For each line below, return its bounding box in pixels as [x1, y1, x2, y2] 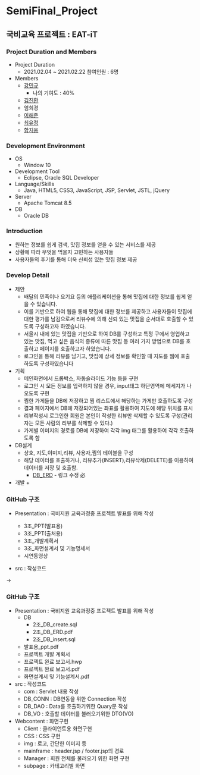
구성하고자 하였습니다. [35, 322, 86, 330]
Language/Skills [14, 180, 55, 188]
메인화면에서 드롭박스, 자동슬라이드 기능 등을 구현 [23, 375, 139, 382]
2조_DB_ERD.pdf [32, 629, 73, 636]
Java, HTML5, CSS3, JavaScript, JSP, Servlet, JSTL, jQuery [23, 187, 170, 194]
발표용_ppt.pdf [23, 644, 59, 651]
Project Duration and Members [6, 48, 97, 56]
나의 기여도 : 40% [32, 89, 75, 96]
